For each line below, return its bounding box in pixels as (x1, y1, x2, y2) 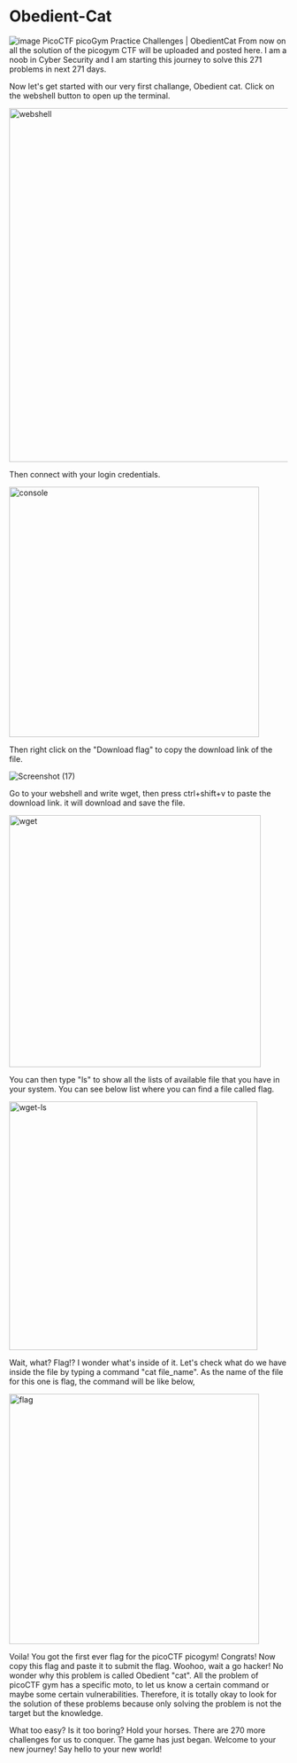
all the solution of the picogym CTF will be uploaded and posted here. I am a (9, 44, 287, 55)
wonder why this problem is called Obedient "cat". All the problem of (9, 1670, 259, 1681)
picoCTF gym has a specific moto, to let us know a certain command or (9, 1679, 270, 1689)
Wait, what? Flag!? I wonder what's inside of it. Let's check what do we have (9, 1357, 287, 1368)
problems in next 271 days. (9, 64, 107, 74)
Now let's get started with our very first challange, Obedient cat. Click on (9, 81, 275, 91)
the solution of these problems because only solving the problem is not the (9, 1698, 282, 1709)
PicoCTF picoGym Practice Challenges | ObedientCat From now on (42, 35, 286, 46)
